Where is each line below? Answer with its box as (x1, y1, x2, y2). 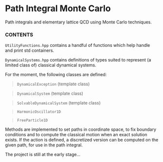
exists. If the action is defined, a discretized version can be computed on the (5, 137, 159, 143)
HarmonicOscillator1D (17, 109, 61, 115)
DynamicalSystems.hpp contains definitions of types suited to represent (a (5, 57, 151, 63)
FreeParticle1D (17, 118, 48, 123)
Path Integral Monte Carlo (5, 3, 111, 14)
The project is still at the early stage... (5, 152, 81, 158)
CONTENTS (5, 31, 34, 38)
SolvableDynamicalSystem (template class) (17, 100, 101, 106)
